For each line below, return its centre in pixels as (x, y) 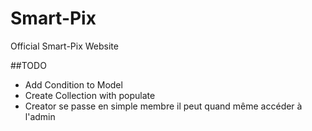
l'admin (40, 116)
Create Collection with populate (90, 95)
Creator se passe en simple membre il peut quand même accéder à (163, 106)
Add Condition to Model (73, 84)
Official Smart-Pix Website (64, 46)
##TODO (28, 65)
